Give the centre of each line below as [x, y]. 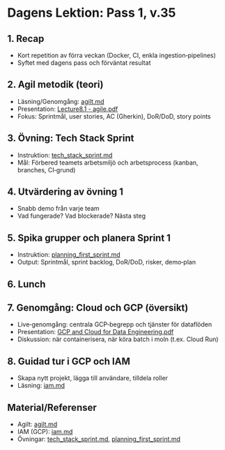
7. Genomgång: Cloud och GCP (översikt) [98, 308]
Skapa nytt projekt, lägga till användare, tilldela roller [93, 378]
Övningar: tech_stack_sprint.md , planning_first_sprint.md [99, 439]
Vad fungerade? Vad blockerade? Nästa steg [82, 216]
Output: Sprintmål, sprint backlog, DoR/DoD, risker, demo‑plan [107, 262]
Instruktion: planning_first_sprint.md [69, 255]
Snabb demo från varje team [58, 209]
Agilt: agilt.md [37, 424]
